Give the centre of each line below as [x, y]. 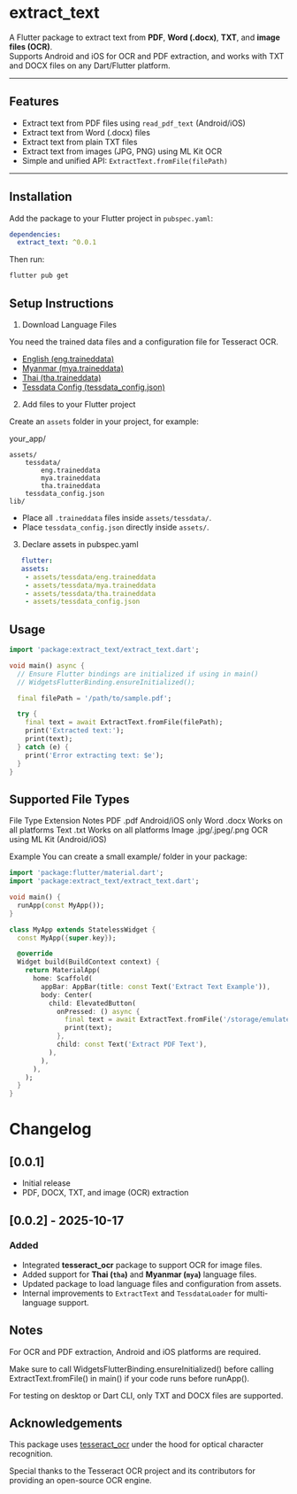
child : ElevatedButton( [92, 1003]
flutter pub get [39, 276]
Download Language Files [69, 325]
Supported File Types [69, 799]
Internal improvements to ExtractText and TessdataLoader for [133, 1293]
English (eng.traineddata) [68, 359]
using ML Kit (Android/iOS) [58, 840]
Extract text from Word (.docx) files [86, 132]
